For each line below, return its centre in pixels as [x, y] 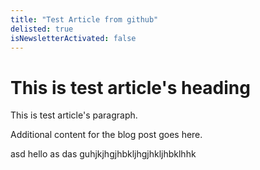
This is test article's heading [130, 87]
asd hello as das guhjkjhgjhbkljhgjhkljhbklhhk [103, 154]
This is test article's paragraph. [74, 115]
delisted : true [42, 29]
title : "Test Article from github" [84, 19]
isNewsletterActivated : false [73, 38]
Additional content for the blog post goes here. [106, 135]
